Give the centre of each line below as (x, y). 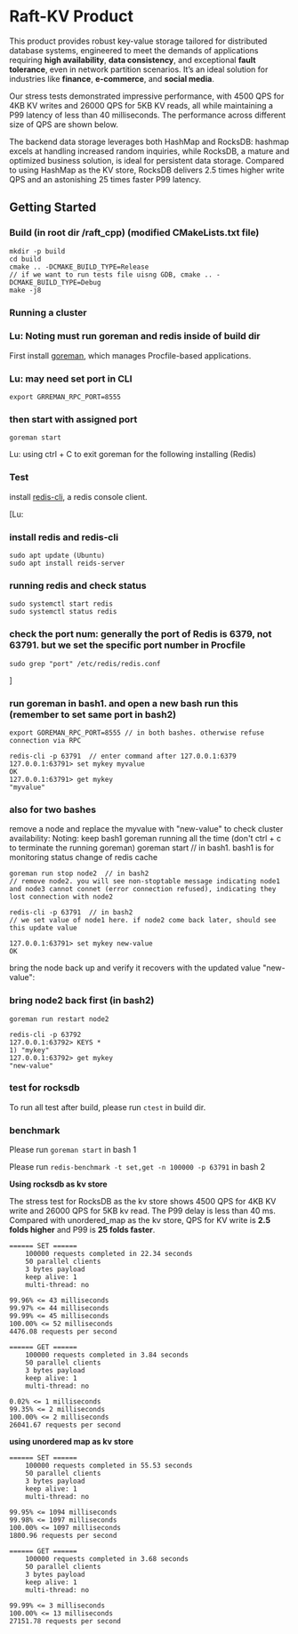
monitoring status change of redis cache (84, 857)
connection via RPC (45, 740)
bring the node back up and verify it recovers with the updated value (135, 968)
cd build (25, 259)
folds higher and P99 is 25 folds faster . (82, 1230)
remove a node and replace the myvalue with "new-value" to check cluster (146, 829)
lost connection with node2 (61, 897)
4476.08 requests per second (63, 1332)
